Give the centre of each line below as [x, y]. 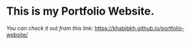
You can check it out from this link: [50, 28]
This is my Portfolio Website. [80, 11]
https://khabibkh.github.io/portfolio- [140, 28]
